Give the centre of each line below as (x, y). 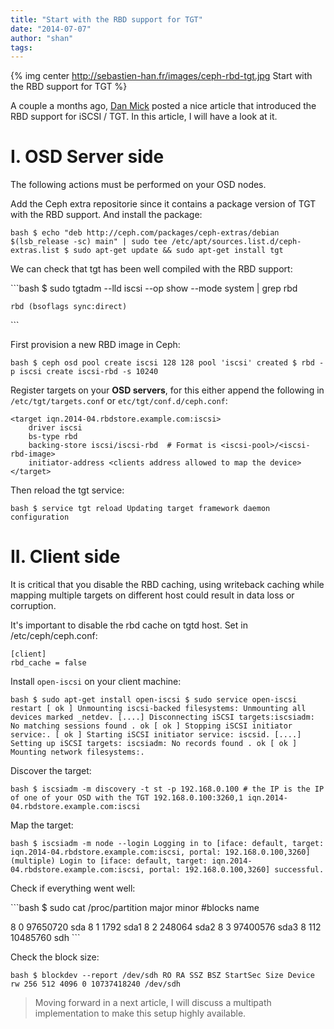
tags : (21, 47)
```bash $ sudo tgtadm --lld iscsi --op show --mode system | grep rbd (154, 288)
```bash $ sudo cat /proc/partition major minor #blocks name (135, 908)
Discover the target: (51, 771)
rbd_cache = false (48, 663)
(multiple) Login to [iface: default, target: (109, 861)
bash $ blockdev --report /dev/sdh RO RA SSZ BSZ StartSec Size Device (162, 976)
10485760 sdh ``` (45, 938)
